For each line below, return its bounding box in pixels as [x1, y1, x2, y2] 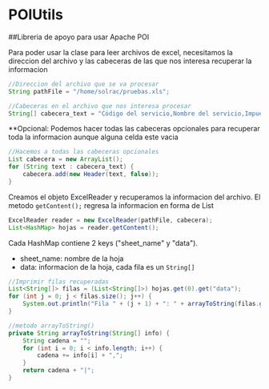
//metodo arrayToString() [8, 322, 94, 330]
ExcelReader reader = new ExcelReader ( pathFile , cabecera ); [8, 216, 214, 224]
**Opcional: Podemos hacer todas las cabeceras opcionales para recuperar [8, 124, 260, 134]
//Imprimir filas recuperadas [8, 278, 110, 286]
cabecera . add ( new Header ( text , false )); [22, 170, 159, 178]
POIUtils [8, 6, 64, 24]
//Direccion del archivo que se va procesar [8, 80, 159, 88]
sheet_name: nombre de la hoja [19, 254, 124, 263]
